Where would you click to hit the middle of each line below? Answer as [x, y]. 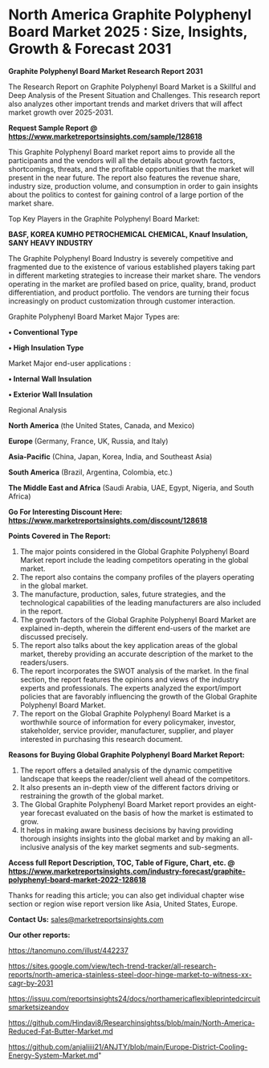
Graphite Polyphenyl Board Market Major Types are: [94, 316]
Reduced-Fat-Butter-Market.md [61, 1031]
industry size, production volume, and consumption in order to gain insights [133, 185]
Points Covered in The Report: [59, 536]
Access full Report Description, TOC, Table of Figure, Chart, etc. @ [122, 862]
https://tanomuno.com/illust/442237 [68, 950]
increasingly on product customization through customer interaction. [122, 301]
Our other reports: [39, 935]
